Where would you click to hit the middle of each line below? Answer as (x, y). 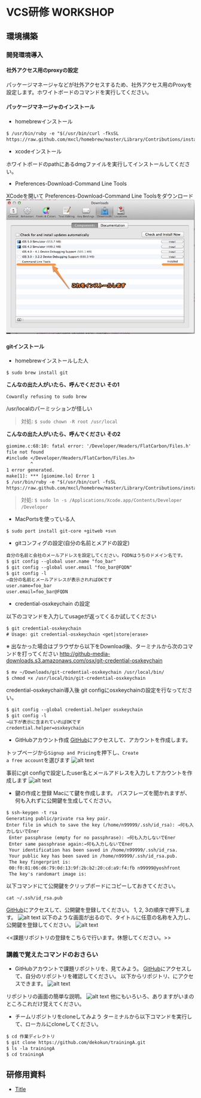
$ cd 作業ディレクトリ (31, 1037)
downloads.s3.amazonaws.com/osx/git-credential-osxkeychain (84, 661)
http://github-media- (85, 654)
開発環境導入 (25, 55)
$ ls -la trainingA (31, 1049)
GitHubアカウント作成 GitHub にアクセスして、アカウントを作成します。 (103, 740)
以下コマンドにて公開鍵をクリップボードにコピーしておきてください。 (92, 886)
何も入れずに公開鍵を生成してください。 (65, 801)
